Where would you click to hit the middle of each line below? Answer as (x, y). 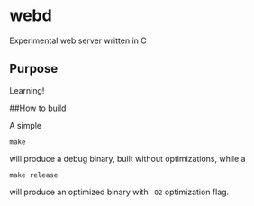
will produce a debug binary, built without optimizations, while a (127, 158)
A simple (26, 125)
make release (34, 175)
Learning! (27, 90)
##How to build (38, 108)
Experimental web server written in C (78, 40)
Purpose (34, 69)
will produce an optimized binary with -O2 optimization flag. (119, 192)
